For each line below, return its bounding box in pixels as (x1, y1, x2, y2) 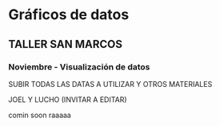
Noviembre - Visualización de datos (8, 61, 150, 73)
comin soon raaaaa (8, 110, 72, 120)
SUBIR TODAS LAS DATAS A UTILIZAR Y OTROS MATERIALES (8, 79, 213, 89)
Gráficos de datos (8, 6, 130, 24)
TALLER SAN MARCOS (8, 37, 122, 51)
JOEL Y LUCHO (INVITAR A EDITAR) (8, 94, 127, 104)
